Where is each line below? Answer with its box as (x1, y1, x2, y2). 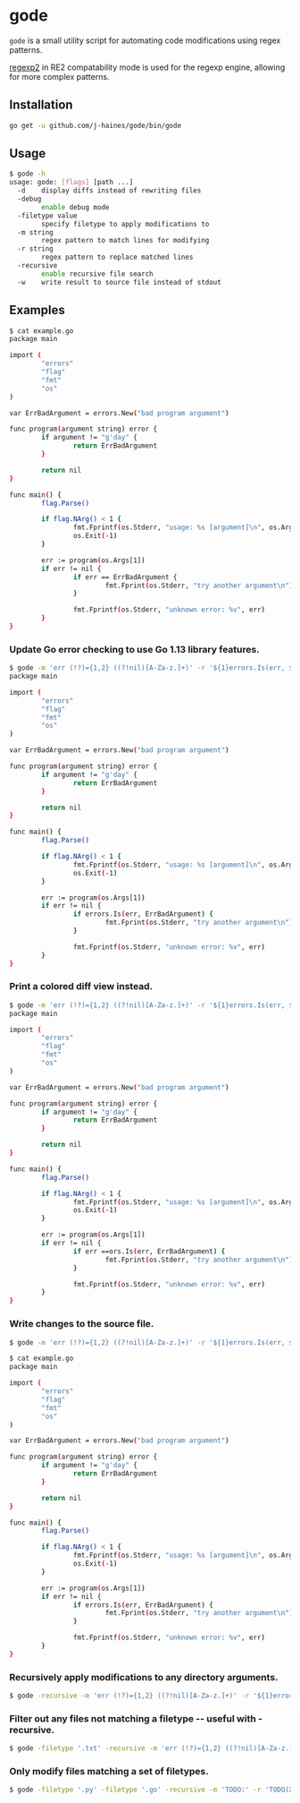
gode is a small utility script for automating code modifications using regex (9, 35, 281, 46)
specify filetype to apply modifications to (41, 219, 210, 228)
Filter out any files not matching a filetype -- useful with (9, 1712, 256, 1724)
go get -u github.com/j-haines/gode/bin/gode (9, 121, 181, 130)
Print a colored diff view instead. (9, 980, 154, 993)
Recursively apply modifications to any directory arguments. (9, 1671, 279, 1683)
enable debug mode (41, 202, 110, 211)
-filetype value (17, 211, 78, 220)
